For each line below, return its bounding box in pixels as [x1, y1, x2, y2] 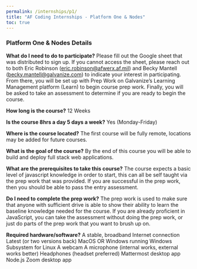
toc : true [6, 19, 30, 25]
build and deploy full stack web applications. [6, 154, 114, 161]
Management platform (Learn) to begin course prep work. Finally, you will [6, 83, 184, 90]
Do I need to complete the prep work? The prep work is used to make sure [6, 195, 188, 202]
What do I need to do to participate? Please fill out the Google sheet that [6, 52, 183, 59]
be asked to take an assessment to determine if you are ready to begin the [6, 89, 186, 97]
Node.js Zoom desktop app [6, 256, 72, 263]
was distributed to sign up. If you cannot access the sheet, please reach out [6, 58, 189, 65]
